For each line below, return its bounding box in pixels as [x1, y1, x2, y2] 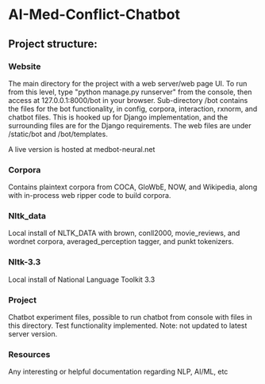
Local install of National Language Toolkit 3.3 [8, 275, 156, 284]
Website [8, 61, 41, 72]
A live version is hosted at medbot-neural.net [8, 144, 156, 154]
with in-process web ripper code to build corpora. [8, 191, 171, 200]
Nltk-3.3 [8, 257, 41, 268]
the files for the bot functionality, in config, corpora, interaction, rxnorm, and [8, 104, 258, 113]
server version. [8, 329, 58, 339]
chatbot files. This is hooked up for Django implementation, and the [8, 112, 229, 122]
